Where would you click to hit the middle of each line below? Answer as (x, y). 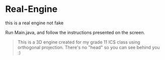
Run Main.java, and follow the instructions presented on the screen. (75, 32)
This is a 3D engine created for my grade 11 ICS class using (79, 42)
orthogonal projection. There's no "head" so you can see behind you (89, 47)
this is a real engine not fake (34, 23)
